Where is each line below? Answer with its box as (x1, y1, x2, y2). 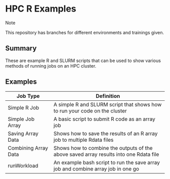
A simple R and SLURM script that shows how (53, 101, 162, 108)
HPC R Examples (5, 3, 77, 15)
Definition (96, 92, 120, 99)
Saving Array (8, 130, 39, 137)
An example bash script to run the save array (53, 159, 160, 166)
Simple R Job (8, 104, 39, 111)
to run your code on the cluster (53, 107, 127, 114)
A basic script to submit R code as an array (53, 115, 155, 123)
